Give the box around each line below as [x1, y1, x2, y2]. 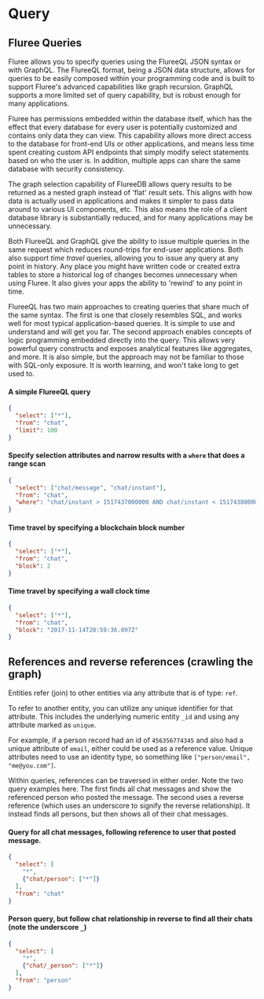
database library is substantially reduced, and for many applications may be [8, 213, 254, 222]
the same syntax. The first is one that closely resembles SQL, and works [8, 310, 242, 320]
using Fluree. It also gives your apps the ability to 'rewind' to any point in [8, 279, 243, 287]
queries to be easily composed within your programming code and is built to [8, 74, 255, 83]
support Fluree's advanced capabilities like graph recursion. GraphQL [8, 82, 233, 91]
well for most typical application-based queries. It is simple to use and [8, 319, 236, 327]
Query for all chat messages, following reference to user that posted [8, 827, 236, 837]
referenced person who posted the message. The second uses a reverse [8, 793, 244, 802]
